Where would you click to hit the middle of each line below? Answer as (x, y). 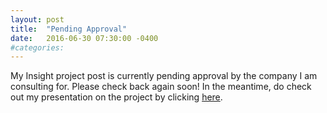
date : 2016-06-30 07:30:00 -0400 (84, 38)
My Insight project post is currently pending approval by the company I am (164, 76)
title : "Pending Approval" (69, 29)
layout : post (37, 19)
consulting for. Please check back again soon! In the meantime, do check (161, 87)
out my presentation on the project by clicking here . (116, 97)
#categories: (37, 47)
